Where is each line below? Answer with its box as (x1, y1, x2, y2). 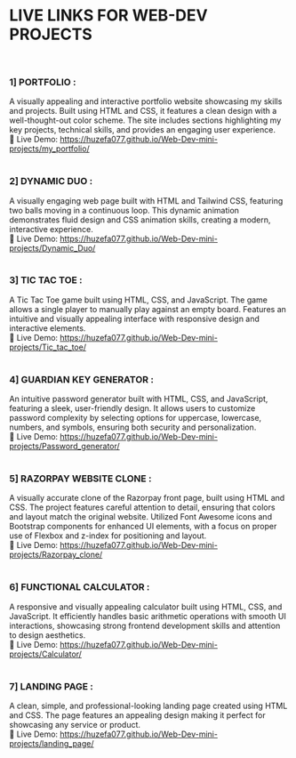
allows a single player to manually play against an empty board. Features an (9, 303, 287, 314)
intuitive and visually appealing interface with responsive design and (9, 313, 260, 324)
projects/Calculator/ (9, 649, 83, 659)
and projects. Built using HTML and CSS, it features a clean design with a (9, 106, 277, 117)
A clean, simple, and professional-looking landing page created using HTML (9, 700, 288, 712)
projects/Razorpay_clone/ (9, 549, 103, 560)
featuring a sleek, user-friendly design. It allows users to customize (9, 403, 256, 414)
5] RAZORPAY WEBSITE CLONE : (9, 472, 152, 485)
